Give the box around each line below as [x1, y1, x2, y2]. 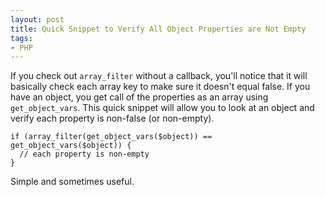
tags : [10, 33, 33, 43]
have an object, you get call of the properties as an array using [10, 91, 269, 103]
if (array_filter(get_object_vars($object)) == [10, 132, 213, 142]
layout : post [10, 14, 65, 25]
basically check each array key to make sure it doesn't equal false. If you [10, 81, 311, 93]
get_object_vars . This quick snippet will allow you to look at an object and [10, 102, 315, 114]
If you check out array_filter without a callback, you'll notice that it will [10, 70, 308, 82]
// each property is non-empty [19, 149, 150, 160]
